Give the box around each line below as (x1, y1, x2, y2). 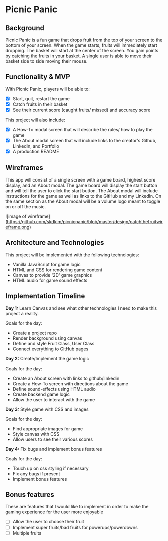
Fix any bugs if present (12, 470, 60, 477)
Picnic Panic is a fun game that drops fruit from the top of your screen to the (5, 37, 163, 43)
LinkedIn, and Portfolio (12, 143, 59, 149)
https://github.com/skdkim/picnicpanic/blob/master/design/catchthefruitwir (7, 219, 163, 224)
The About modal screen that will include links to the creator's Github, (12, 138, 157, 144)
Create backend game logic (12, 391, 70, 397)
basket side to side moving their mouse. (5, 58, 88, 64)
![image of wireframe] (5, 213, 50, 219)
